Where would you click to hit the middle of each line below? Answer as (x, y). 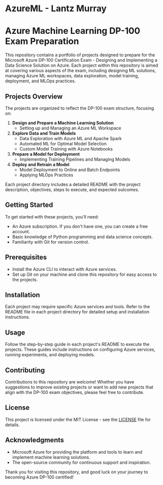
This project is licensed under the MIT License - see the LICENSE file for (78, 419)
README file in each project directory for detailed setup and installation (77, 312)
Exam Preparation (42, 41)
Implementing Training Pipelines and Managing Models (75, 159)
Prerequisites (26, 257)
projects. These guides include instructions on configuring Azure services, (80, 350)
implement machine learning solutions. (51, 457)
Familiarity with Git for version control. (51, 242)
